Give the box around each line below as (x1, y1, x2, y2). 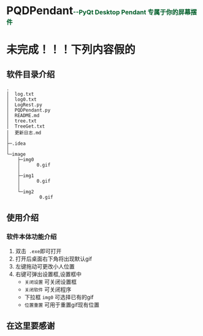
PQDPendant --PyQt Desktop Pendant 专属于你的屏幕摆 (6, 4, 197, 18)
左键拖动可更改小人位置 (15, 262, 75, 270)
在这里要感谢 (6, 321, 55, 331)
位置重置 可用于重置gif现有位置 (24, 301, 100, 308)
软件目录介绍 (6, 69, 55, 80)
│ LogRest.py (6, 102, 43, 108)
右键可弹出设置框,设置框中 (15, 270, 82, 278)
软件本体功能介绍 (6, 232, 57, 241)
